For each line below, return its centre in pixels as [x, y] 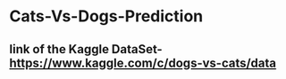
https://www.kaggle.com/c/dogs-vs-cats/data [143, 63]
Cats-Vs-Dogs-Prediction [106, 16]
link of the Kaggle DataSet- [86, 49]
